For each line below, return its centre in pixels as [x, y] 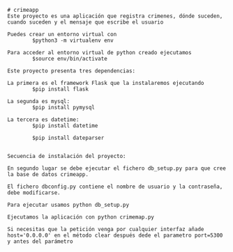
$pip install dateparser [68, 138]
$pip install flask [61, 89]
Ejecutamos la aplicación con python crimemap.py [81, 217]
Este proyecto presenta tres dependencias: [72, 71]
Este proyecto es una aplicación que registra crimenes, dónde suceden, [115, 16]
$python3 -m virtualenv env [73, 40]
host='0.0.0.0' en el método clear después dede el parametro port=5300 [115, 235]
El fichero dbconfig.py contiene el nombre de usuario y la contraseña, [115, 187]
